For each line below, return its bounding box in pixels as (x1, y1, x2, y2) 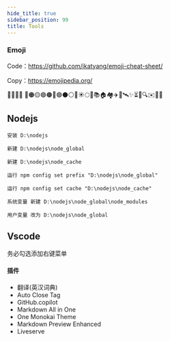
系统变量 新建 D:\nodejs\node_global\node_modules (7, 199, 148, 205)
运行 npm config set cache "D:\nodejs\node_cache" (7, 186, 152, 192)
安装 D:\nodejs (7, 132, 48, 139)
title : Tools (7, 23, 44, 29)
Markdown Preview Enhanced (16, 320, 101, 328)
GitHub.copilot (16, 298, 58, 306)
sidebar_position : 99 (7, 16, 69, 23)
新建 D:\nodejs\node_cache (7, 159, 82, 166)
